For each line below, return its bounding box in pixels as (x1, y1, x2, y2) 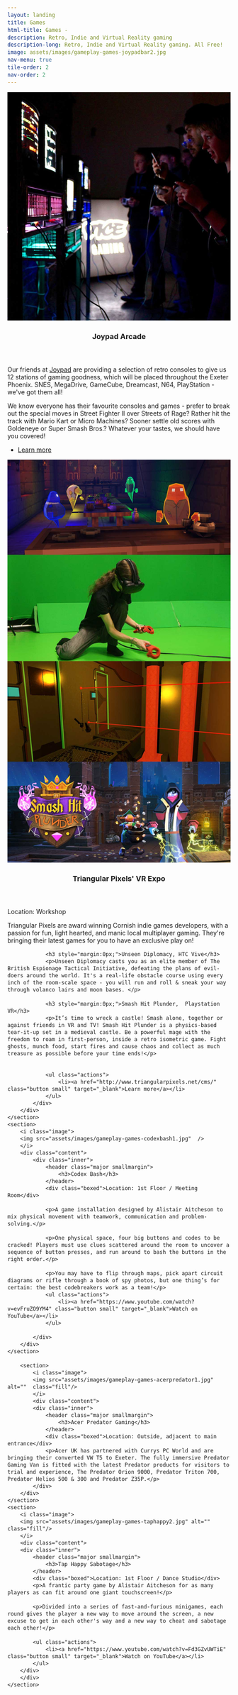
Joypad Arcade (91, 332, 147, 342)
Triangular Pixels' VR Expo (72, 873, 166, 883)
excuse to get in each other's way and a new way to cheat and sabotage (7, 1617, 227, 1624)
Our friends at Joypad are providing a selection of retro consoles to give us (7, 365, 227, 374)
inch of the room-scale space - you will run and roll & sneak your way (7, 979, 227, 986)
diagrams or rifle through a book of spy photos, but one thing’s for (7, 1277, 220, 1284)
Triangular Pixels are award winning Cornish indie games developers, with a (7, 921, 229, 929)
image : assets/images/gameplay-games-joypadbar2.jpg (7, 49, 166, 56)
